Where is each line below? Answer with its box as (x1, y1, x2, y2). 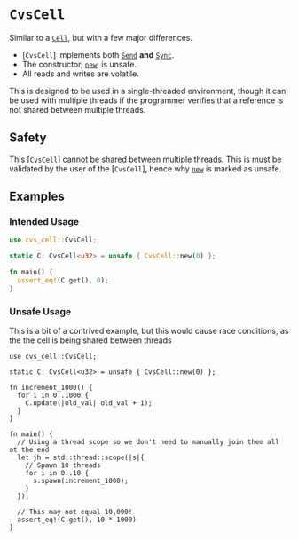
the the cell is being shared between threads (9, 335, 172, 345)
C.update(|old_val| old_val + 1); (25, 399, 153, 408)
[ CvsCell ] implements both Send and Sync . (21, 49, 175, 60)
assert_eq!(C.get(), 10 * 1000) (17, 515, 137, 525)
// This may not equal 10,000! (17, 508, 133, 517)
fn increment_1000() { (9, 384, 93, 393)
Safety (9, 131, 47, 146)
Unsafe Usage (9, 305, 72, 317)
